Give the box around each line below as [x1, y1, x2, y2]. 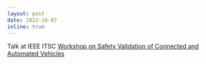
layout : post [7, 10, 45, 17]
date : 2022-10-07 [7, 17, 58, 24]
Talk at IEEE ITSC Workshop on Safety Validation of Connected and [7, 42, 199, 51]
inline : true [7, 23, 45, 30]
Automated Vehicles [7, 49, 65, 58]
